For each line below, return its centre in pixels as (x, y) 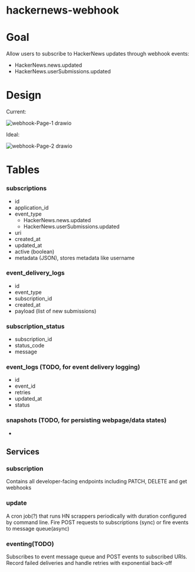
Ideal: (13, 135)
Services (23, 452)
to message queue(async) (38, 528)
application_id (32, 207)
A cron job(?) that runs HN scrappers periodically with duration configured (96, 516)
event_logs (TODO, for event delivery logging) (73, 367)
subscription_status (35, 326)
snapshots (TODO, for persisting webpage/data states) (86, 420)
